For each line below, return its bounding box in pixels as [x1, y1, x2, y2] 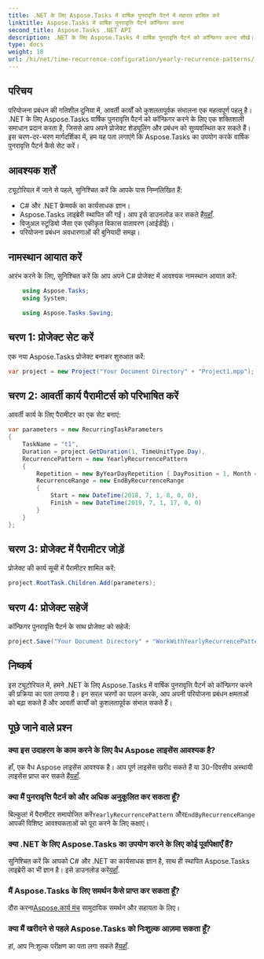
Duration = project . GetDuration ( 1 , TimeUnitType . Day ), [22, 448, 206, 456]
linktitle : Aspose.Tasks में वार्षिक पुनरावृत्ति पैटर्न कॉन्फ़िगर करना [8, 19, 185, 27]
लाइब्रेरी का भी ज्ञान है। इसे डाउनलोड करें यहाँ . [8, 865, 120, 875]
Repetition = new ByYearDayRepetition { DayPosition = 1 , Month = [36, 470, 258, 478]
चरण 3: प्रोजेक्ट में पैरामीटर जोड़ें [8, 542, 124, 555]
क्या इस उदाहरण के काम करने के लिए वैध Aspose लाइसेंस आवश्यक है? [8, 745, 216, 756]
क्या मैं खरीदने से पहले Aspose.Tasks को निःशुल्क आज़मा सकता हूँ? [8, 924, 211, 935]
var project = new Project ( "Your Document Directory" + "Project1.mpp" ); [8, 367, 255, 375]
